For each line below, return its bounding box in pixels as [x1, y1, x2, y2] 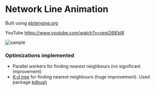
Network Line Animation [5, 3, 109, 15]
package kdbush [12, 79, 48, 85]
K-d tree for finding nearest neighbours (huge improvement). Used [12, 74, 150, 80]
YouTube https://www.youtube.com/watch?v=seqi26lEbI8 [5, 29, 124, 35]
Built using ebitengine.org [5, 20, 59, 26]
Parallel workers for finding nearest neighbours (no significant [12, 63, 141, 69]
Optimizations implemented [5, 51, 74, 58]
